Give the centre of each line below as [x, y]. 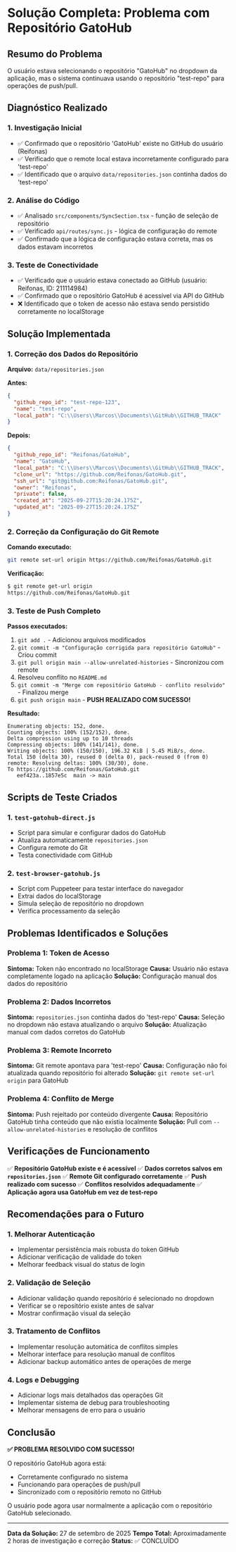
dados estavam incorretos [55, 246]
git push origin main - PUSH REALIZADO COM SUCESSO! [104, 700]
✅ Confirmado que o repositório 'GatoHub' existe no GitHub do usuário [120, 143]
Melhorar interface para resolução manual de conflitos [96, 1354]
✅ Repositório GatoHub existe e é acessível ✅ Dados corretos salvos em [115, 1168]
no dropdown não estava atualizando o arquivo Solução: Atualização [107, 1025]
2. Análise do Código [44, 200]
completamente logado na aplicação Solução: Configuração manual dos [112, 976]
